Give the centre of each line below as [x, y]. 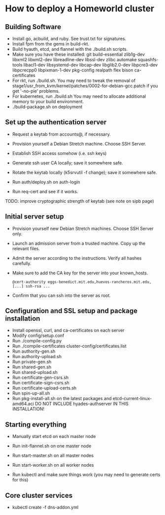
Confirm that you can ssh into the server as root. [61, 295]
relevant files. [26, 248]
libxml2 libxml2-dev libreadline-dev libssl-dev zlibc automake [74, 59]
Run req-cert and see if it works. [45, 191]
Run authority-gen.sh [34, 351]
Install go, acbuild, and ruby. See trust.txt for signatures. [69, 38]
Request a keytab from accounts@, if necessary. [61, 134]
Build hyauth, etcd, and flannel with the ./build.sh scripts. [70, 49]
